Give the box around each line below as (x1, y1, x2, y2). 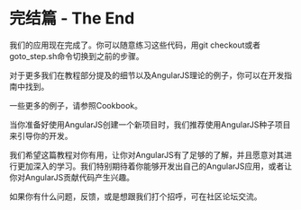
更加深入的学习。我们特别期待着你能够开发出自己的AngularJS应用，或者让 (16, 161, 293, 171)
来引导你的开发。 (9, 130, 73, 141)
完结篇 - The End (9, 8, 135, 29)
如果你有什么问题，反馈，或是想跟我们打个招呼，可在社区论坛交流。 (9, 190, 262, 202)
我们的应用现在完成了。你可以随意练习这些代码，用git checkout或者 (9, 39, 261, 50)
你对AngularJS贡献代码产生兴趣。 (9, 171, 135, 182)
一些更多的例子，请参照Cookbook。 (9, 100, 142, 110)
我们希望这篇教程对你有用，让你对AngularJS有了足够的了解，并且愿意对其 (9, 149, 285, 160)
